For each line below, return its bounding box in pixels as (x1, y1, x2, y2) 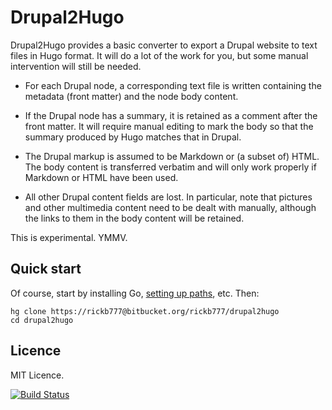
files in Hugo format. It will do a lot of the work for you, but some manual (10, 49, 309, 61)
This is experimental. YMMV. (10, 231, 128, 243)
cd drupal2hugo (10, 315, 74, 325)
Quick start (10, 261, 82, 278)
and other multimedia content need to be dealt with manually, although (24, 201, 317, 213)
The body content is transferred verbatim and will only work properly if (24, 161, 317, 173)
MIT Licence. (10, 369, 65, 381)
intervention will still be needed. (10, 60, 142, 72)
